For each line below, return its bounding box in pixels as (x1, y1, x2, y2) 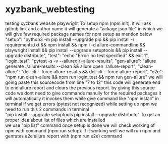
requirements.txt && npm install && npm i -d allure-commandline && (5, 41, 146, 47)
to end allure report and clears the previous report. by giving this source (5, 84, 155, 90)
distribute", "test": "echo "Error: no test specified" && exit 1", (24, 52, 149, 59)
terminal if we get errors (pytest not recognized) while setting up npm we (5, 101, 157, 107)
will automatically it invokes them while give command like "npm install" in (5, 95, 159, 102)
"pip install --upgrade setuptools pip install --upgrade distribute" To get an (5, 111, 160, 117)
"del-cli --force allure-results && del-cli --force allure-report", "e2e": (21, 68, 163, 74)
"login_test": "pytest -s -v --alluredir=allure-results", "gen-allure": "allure (5, 58, 156, 64)
